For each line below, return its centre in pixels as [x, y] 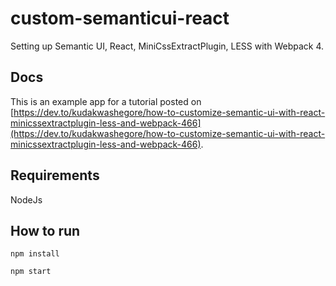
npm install [35, 254]
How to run [45, 230]
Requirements [55, 175]
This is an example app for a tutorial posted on [106, 101]
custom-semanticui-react [120, 18]
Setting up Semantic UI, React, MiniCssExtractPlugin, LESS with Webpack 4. [167, 46]
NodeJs [26, 199]
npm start [31, 272]
